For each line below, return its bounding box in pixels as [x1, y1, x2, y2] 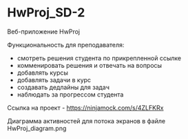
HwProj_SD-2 [7, 5, 85, 21]
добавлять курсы [17, 68, 69, 77]
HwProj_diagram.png [7, 124, 67, 132]
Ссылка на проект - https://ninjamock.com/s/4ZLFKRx [7, 103, 164, 112]
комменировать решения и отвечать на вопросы [17, 61, 163, 69]
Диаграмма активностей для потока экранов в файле [7, 116, 166, 125]
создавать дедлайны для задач [17, 83, 110, 91]
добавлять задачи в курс [17, 75, 92, 84]
